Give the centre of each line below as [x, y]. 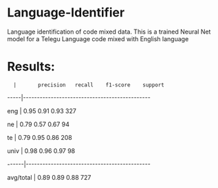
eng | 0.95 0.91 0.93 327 [42, 110]
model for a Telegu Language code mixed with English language [98, 38]
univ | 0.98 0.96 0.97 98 [41, 151]
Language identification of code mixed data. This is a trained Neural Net [109, 32]
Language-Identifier [66, 13]
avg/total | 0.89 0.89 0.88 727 [49, 177]
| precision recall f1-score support [89, 85]
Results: [31, 67]
